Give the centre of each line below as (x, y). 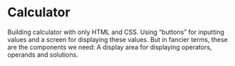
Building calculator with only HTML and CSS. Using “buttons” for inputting (116, 32)
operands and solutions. (43, 55)
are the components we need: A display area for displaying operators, (110, 47)
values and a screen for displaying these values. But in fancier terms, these (117, 39)
